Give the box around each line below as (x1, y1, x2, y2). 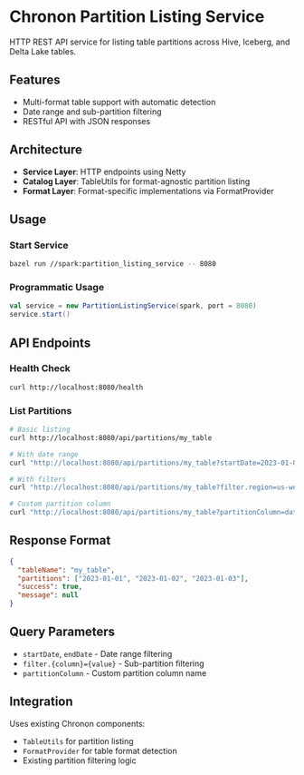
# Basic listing (9, 425, 71, 435)
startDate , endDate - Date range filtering (22, 648, 173, 659)
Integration (9, 694, 74, 710)
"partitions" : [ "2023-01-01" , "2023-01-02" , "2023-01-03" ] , (17, 574, 249, 583)
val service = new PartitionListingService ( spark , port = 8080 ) (9, 301, 257, 310)
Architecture (9, 142, 83, 158)
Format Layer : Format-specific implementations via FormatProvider (22, 185, 274, 196)
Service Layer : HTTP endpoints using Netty (22, 166, 186, 177)
